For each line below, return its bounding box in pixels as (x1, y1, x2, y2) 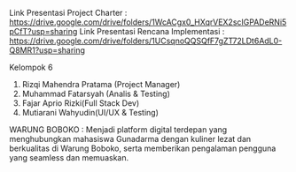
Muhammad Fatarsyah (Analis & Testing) (21, 88, 170, 99)
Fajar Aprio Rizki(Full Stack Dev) (21, 98, 140, 108)
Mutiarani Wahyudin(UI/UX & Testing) (21, 108, 160, 117)
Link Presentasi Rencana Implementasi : (79, 26, 225, 36)
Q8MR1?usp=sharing (9, 45, 86, 56)
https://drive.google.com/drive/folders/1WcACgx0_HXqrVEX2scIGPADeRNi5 (9, 17, 287, 27)
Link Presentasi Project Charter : (9, 8, 128, 18)
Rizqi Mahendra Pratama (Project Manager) (21, 79, 181, 89)
